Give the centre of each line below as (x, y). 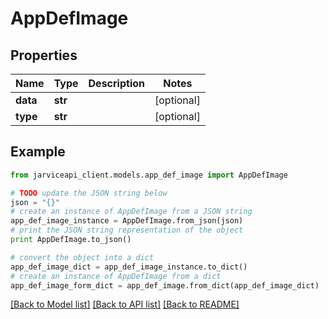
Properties (44, 55)
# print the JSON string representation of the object (127, 230)
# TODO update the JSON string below (89, 193)
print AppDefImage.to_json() (71, 240)
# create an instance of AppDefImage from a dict (116, 276)
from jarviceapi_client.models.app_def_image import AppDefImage (149, 175)
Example (38, 152)
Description (116, 83)
